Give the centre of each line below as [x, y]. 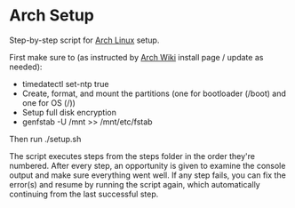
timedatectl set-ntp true [65, 84]
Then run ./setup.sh [45, 139]
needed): [26, 67]
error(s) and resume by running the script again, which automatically [135, 184]
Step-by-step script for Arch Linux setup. [84, 40]
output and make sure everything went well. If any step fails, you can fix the [147, 175]
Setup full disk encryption [69, 112]
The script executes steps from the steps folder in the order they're [132, 156]
